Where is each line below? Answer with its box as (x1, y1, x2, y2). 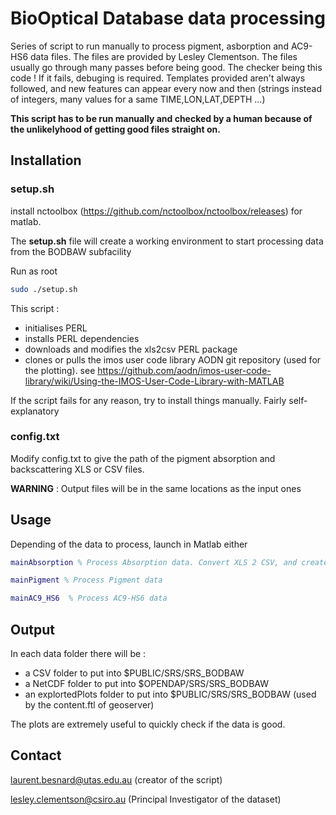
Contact (10, 747, 62, 764)
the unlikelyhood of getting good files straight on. (10, 123, 221, 135)
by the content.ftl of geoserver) (24, 699, 155, 711)
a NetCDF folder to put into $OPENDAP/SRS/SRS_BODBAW (24, 678, 270, 690)
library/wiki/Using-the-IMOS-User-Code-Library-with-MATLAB (24, 375, 285, 387)
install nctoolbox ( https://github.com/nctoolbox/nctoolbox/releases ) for (10, 205, 303, 217)
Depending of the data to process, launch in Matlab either (10, 538, 248, 550)
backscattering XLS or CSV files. (10, 463, 145, 475)
